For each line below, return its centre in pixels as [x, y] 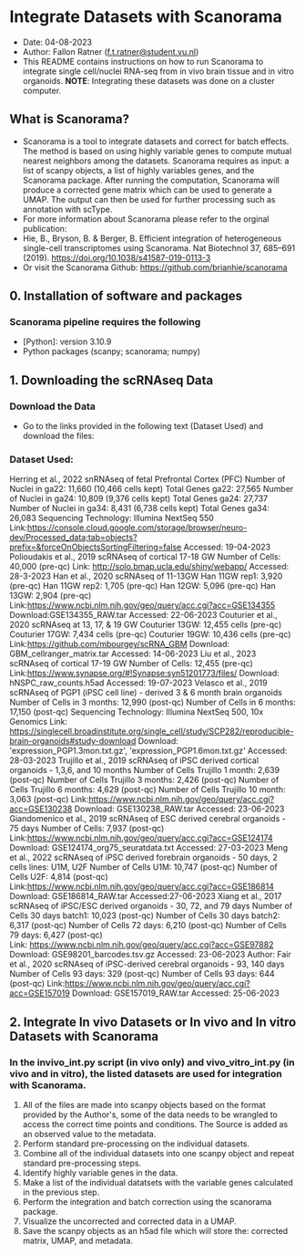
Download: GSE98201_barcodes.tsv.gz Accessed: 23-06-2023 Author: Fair [150, 955]
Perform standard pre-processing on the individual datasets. [136, 1144]
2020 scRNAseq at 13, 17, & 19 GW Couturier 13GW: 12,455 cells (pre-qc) [146, 625]
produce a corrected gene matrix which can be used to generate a [147, 190]
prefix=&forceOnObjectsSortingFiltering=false [96, 547]
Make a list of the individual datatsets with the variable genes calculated [158, 1183]
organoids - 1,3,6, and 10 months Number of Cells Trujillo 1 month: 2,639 [145, 770]
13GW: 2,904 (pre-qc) [51, 596]
